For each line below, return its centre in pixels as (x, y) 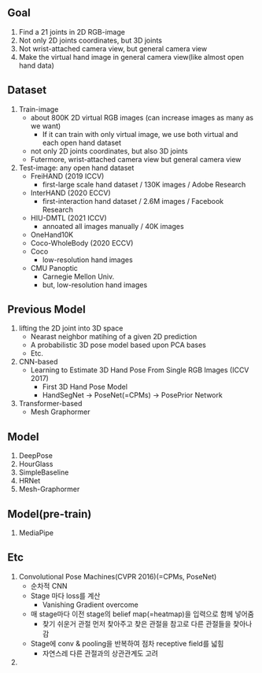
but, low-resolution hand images (95, 285)
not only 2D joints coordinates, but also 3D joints (109, 151)
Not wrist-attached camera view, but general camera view (113, 48)
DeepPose (35, 456)
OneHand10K (52, 235)
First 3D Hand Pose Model (85, 387)
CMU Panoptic (54, 268)
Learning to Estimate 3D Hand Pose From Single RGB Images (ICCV (140, 370)
